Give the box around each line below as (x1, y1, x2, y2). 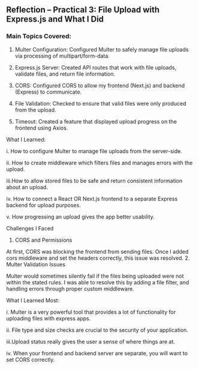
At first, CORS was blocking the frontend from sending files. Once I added (6, 248, 189, 255)
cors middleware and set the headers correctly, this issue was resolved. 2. (6, 254, 190, 262)
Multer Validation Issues (6, 260, 66, 268)
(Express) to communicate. (14, 88, 82, 95)
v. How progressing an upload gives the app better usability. (6, 213, 155, 220)
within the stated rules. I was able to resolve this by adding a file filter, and (6, 278, 189, 286)
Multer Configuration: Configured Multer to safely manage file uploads (14, 46, 189, 53)
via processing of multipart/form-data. (14, 52, 110, 59)
